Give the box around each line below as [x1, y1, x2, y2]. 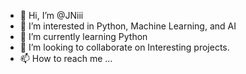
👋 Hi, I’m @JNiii [19, 10, 84, 21]
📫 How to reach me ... [19, 53, 113, 64]
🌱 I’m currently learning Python [19, 31, 148, 42]
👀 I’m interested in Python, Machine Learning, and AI [19, 20, 237, 32]
